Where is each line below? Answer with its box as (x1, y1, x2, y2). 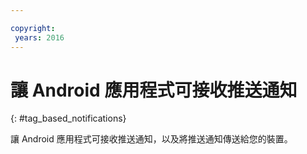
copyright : (10, 23, 56, 33)
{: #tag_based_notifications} (10, 112, 127, 125)
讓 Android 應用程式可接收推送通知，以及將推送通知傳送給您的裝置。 (10, 133, 293, 145)
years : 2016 (14, 32, 65, 43)
